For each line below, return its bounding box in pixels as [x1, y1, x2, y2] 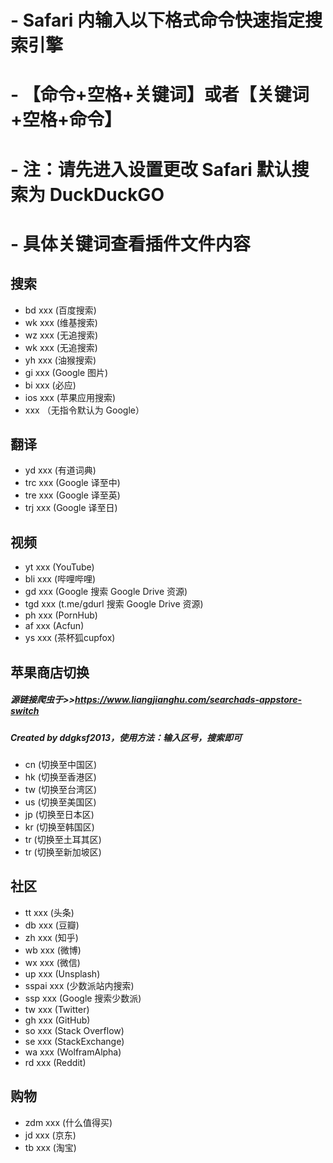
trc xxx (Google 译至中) [24, 477, 121, 489]
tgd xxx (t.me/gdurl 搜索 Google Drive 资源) [24, 598, 204, 610]
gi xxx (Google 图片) [24, 366, 109, 378]
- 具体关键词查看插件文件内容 [10, 232, 251, 255]
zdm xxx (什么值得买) [24, 1116, 113, 1128]
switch [10, 705, 40, 717]
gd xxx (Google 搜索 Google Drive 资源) [24, 586, 188, 598]
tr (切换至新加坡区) [24, 846, 102, 858]
